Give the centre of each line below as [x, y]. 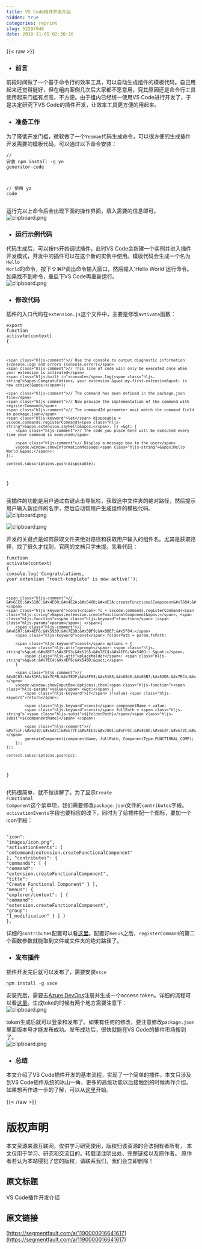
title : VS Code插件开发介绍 [38, 12]
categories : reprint [32, 23]
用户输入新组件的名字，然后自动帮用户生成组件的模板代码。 [80, 508]
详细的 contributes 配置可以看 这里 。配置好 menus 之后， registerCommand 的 [95, 933]
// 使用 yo [19, 188]
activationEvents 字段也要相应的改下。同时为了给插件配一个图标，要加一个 [99, 812]
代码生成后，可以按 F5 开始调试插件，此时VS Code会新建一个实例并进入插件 [99, 248]
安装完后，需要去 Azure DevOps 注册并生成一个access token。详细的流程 [96, 995]
